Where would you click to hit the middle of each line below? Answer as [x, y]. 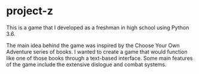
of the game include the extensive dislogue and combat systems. [86, 64]
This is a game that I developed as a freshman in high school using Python [98, 27]
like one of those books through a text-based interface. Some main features [99, 58]
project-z [30, 11]
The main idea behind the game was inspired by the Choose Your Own [93, 45]
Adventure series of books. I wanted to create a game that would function [97, 51]
